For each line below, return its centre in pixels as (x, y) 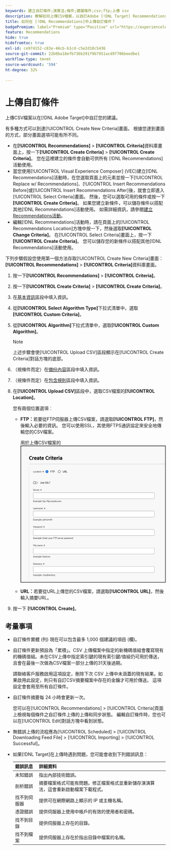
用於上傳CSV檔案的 (40, 443)
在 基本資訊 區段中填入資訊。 (42, 297)
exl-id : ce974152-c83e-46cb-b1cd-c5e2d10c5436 (55, 48)
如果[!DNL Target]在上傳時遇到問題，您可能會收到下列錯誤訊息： (80, 754)
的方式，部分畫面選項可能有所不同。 (43, 135)
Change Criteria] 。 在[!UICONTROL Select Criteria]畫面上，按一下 (82, 235)
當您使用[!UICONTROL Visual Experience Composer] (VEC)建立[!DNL (85, 171)
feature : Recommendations (33, 32)
